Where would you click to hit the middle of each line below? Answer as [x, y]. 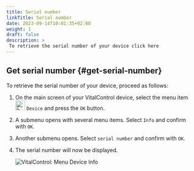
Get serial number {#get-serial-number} [84, 71]
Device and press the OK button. [66, 108]
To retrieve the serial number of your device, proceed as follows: [87, 85]
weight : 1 [19, 29]
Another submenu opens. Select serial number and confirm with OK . [100, 138]
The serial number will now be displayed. [66, 150]
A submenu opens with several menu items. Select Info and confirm [101, 120]
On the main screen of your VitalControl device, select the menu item [102, 97]
